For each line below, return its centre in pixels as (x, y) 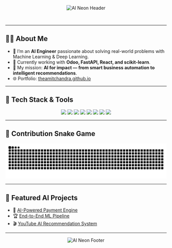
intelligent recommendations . (45, 73)
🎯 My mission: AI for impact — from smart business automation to (84, 67)
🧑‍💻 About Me (27, 39)
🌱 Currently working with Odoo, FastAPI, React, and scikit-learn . (82, 62)
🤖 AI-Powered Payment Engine (45, 210)
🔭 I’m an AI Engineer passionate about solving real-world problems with (89, 51)
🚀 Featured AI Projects (41, 198)
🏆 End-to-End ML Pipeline (41, 216)
